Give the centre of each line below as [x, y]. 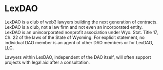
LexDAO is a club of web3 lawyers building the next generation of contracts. [81, 22]
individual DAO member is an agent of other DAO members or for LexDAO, [79, 42]
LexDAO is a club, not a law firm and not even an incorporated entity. [74, 27]
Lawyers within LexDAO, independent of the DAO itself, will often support [78, 57]
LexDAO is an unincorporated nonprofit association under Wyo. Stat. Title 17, [81, 32]
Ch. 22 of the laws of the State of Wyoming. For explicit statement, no [75, 37]
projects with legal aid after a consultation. [47, 62]
